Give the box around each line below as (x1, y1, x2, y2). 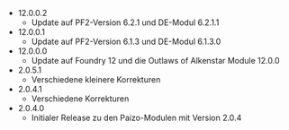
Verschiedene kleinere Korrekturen (31, 74, 161, 84)
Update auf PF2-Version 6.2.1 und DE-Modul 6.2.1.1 (31, 17, 220, 28)
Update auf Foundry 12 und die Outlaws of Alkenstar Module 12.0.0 (31, 56, 280, 65)
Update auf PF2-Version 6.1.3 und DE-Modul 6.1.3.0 (31, 36, 221, 47)
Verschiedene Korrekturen (31, 93, 130, 104)
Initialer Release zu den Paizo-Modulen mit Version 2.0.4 (31, 112, 242, 123)
